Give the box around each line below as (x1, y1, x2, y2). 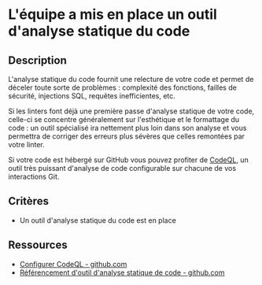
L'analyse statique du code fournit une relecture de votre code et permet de (8, 75, 254, 83)
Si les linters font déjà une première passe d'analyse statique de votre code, (8, 106, 255, 116)
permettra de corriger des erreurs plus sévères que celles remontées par (8, 131, 245, 141)
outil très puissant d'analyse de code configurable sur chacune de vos (8, 164, 237, 172)
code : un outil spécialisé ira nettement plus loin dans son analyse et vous (8, 124, 247, 132)
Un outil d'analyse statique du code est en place (19, 215, 177, 225)
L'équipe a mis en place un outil (8, 6, 218, 24)
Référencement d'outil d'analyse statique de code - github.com (19, 268, 225, 277)
